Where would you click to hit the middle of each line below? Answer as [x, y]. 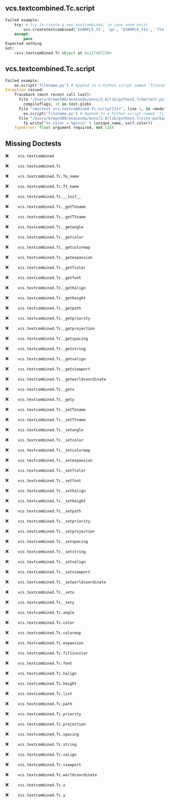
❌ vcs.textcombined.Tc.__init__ [43, 196]
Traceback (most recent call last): [53, 95]
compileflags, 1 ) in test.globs [58, 104]
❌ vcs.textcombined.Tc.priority [43, 714]
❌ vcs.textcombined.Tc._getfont [43, 277]
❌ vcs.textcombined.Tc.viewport [43, 764]
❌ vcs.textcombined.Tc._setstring [46, 551]
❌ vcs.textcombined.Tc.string [41, 744]
